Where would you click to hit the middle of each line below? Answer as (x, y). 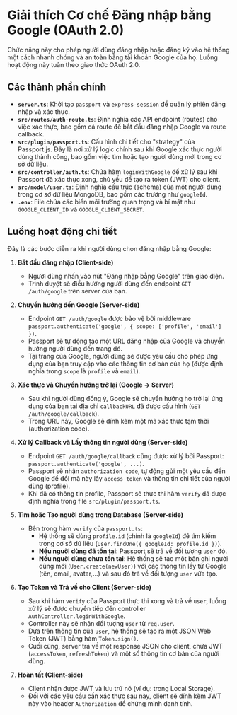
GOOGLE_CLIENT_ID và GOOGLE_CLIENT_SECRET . (81, 209)
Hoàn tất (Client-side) (50, 675)
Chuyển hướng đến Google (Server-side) (79, 305)
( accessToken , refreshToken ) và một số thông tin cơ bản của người (124, 653)
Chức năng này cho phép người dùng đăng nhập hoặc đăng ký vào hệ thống (118, 50)
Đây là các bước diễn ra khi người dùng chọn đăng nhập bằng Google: (109, 248)
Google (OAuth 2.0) (66, 30)
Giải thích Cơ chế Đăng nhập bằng (109, 15)
